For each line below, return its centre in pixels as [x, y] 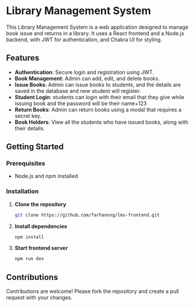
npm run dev [29, 259]
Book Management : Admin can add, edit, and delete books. [87, 78]
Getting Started [35, 147]
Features [23, 58]
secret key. [28, 116]
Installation [23, 191]
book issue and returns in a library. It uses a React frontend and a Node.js [95, 33]
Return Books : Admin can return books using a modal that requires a [98, 109]
